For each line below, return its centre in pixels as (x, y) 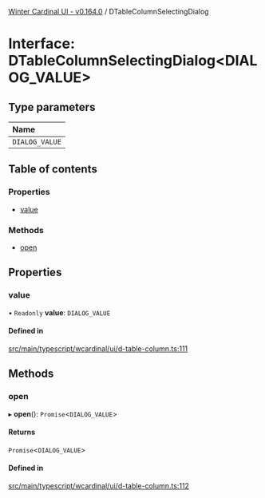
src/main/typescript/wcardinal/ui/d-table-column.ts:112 (99, 485)
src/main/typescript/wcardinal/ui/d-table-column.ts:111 (98, 348)
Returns (22, 432)
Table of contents (53, 170)
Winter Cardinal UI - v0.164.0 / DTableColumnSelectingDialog (109, 12)
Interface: (42, 44)
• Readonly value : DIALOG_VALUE (59, 312)
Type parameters (52, 107)
